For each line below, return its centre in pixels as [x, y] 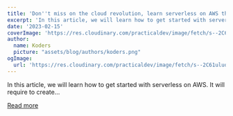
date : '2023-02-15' [35, 26]
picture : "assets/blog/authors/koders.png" [77, 52]
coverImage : [24, 33]
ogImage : [20, 59]
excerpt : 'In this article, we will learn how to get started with [107, 20]
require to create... [34, 92]
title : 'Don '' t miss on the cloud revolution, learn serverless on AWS [113, 13]
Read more [23, 105]
